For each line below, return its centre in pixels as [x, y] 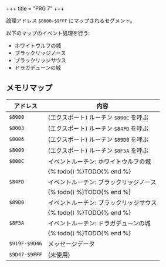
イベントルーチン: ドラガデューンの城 [99, 223]
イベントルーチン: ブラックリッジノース [102, 182]
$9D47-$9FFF [26, 254]
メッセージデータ [71, 243]
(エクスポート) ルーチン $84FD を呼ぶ [98, 128]
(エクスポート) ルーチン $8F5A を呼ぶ [98, 151]
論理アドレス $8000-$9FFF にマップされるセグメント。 [71, 21]
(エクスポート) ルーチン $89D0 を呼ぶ [98, 139]
